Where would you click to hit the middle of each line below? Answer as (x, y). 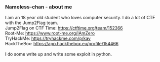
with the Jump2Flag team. (32, 23)
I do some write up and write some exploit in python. (59, 54)
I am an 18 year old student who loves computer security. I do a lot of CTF (80, 18)
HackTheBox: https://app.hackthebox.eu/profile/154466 (62, 44)
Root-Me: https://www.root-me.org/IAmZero (50, 33)
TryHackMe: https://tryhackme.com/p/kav (48, 38)
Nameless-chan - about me (39, 7)
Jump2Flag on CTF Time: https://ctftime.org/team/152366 (64, 28)
